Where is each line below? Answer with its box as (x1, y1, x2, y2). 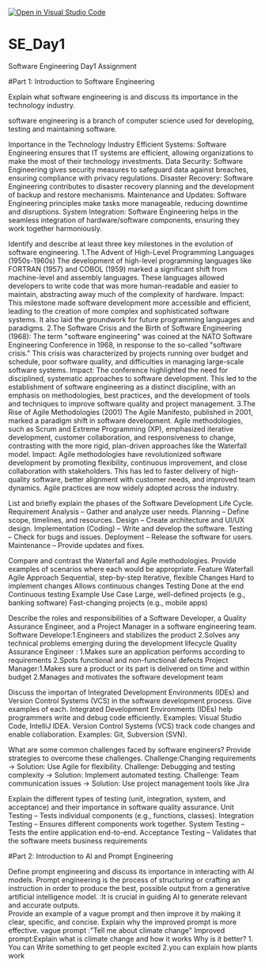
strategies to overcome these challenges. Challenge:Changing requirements (8, 753, 256, 763)
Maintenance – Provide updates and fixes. (8, 540, 145, 550)
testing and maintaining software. (8, 124, 117, 134)
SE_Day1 (8, 36, 66, 53)
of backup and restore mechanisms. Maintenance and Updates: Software (8, 190, 247, 200)
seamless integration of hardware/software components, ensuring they (8, 215, 240, 225)
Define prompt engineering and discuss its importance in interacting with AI (8, 866, 255, 876)
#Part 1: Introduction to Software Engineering (8, 76, 155, 86)
